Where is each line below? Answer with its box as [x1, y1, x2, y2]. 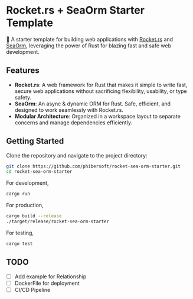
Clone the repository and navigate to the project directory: [6, 152, 148, 159]
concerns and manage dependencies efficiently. [14, 119, 133, 126]
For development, [6, 179, 49, 187]
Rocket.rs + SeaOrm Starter [6, 4, 145, 17]
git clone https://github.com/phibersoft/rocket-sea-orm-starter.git [6, 163, 181, 169]
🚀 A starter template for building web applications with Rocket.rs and [6, 36, 173, 43]
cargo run [6, 191, 31, 197]
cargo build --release [6, 213, 62, 219]
